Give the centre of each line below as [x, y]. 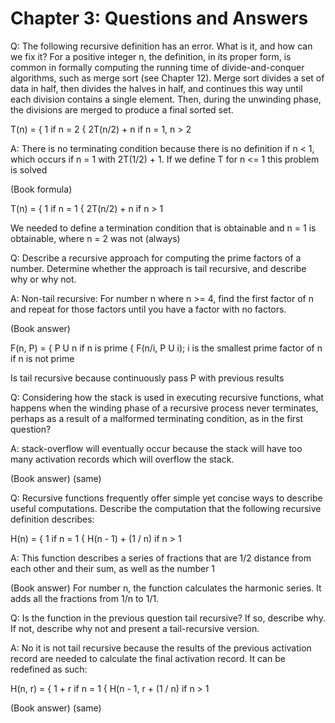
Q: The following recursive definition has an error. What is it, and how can [161, 46]
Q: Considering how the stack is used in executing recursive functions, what [167, 397]
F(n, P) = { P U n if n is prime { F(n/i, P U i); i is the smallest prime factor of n [166, 348]
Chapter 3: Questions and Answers [159, 18]
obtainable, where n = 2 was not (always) [95, 238]
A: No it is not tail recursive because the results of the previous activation [161, 648]
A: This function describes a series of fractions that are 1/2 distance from [161, 558]
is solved [29, 169]
